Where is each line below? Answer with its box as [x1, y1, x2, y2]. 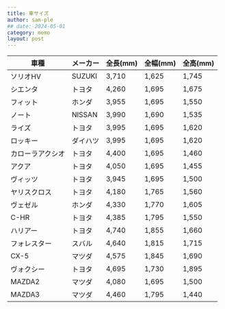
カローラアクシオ [10, 149, 66, 158]
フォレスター [10, 239, 53, 249]
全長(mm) [105, 59, 138, 69]
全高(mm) [182, 59, 215, 69]
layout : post [7, 36, 44, 42]
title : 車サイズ [7, 10, 49, 17]
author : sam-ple [7, 16, 53, 23]
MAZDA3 [10, 290, 40, 299]
